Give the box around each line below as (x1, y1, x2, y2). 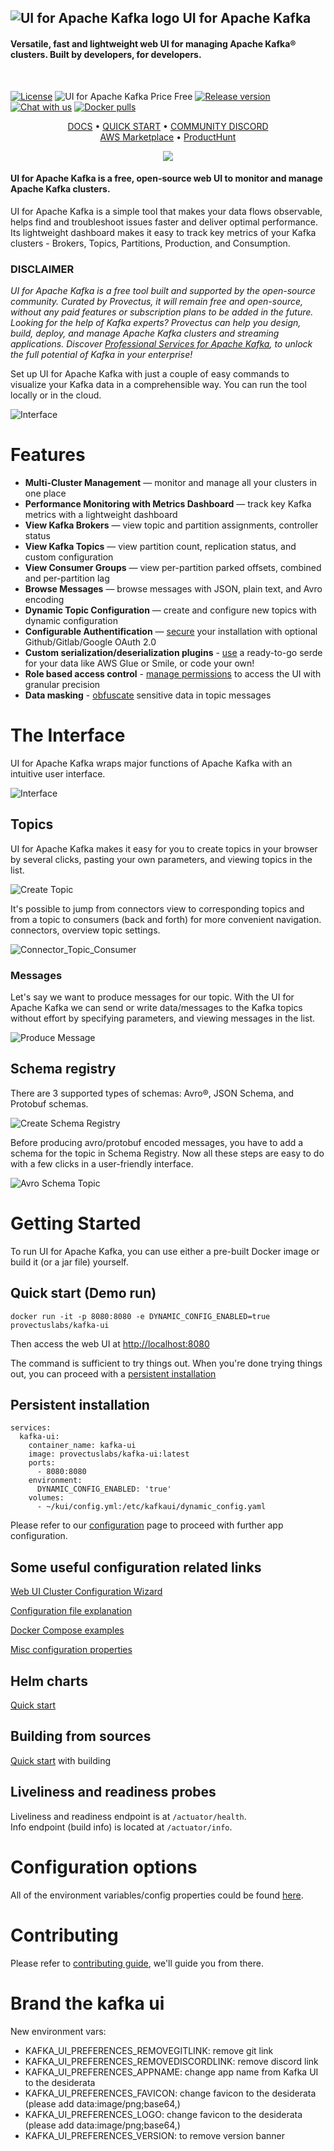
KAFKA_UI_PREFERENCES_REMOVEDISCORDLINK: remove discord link (24, 2055, 319, 2067)
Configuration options (10, 1856, 198, 1878)
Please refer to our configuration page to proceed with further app (10, 1519, 284, 1531)
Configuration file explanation (10, 1605, 133, 1617)
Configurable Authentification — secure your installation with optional (24, 626, 318, 638)
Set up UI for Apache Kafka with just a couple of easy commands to (10, 368, 290, 380)
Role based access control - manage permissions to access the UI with (24, 668, 322, 680)
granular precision (24, 679, 101, 691)
